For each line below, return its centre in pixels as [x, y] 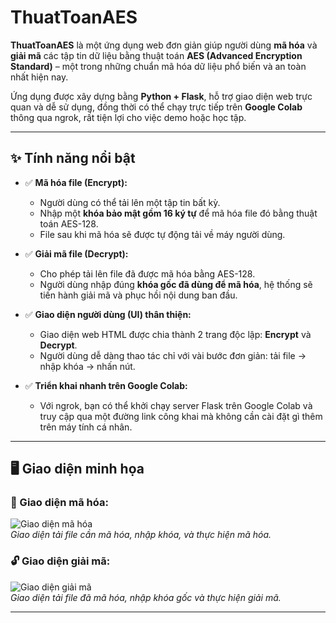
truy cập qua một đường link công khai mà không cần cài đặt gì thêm [181, 416]
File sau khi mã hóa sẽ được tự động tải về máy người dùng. [162, 234]
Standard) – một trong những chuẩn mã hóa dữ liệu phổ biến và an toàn [158, 66]
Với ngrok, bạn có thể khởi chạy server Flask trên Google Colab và [176, 405]
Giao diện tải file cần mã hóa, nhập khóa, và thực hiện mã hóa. [141, 535]
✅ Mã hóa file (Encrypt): [76, 182]
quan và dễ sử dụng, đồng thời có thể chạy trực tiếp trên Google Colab [156, 107]
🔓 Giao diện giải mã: [60, 561]
